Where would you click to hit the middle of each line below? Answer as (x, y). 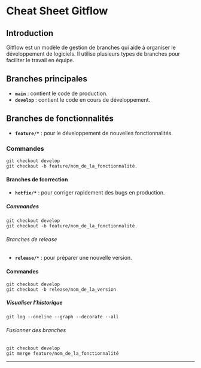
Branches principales (47, 79)
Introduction (30, 33)
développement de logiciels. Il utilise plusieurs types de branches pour (93, 54)
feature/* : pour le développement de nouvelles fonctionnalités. (94, 133)
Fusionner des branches (36, 330)
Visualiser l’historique (34, 303)
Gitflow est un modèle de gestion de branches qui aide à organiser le (91, 47)
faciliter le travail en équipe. (40, 60)
